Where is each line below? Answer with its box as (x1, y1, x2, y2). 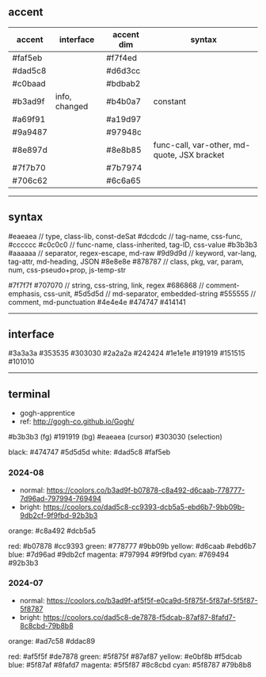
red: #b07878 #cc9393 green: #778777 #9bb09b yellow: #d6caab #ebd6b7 (8, 541, 256, 550)
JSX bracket (179, 149, 225, 160)
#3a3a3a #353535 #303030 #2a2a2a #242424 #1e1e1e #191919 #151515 (8, 348, 245, 358)
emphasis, (8, 288, 42, 299)
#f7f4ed (106, 52, 137, 63)
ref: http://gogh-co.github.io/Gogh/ (19, 416, 135, 426)
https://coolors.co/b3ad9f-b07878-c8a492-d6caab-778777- (46, 485, 245, 495)
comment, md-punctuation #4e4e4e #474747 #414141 (8, 297, 186, 306)
